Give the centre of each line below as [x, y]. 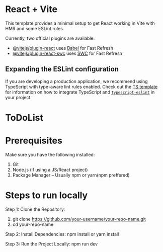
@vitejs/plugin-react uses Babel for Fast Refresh [63, 48]
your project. [18, 97]
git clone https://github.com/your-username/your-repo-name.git [79, 219]
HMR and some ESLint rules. [35, 28]
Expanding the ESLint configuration [62, 69]
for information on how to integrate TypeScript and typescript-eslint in [80, 92]
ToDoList [24, 117]
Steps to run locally [47, 195]
